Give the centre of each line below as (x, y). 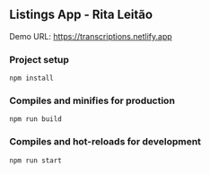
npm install (31, 78)
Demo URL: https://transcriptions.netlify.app (91, 36)
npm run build (36, 119)
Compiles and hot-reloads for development (105, 142)
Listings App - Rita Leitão (81, 15)
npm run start (36, 161)
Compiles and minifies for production (92, 100)
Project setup (39, 59)
